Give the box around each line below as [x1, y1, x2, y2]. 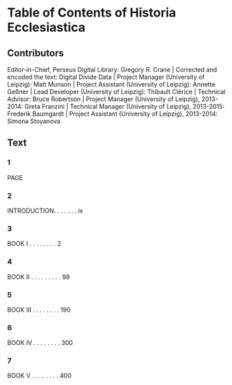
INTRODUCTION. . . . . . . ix [7, 206, 83, 215]
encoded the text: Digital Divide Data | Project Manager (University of [7, 73, 205, 81]
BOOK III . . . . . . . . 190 [7, 305, 71, 314]
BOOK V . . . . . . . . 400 [7, 372, 71, 380]
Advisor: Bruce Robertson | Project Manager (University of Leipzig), [7, 95, 200, 103]
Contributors [7, 47, 64, 59]
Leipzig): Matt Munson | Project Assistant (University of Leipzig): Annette [7, 80, 216, 88]
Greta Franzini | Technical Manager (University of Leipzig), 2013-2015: [24, 102, 225, 110]
